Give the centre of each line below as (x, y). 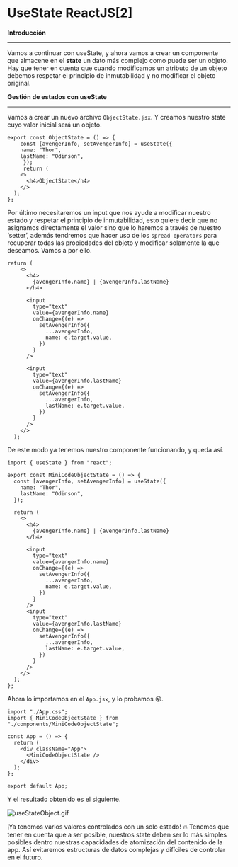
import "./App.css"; (38, 712)
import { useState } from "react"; (60, 463)
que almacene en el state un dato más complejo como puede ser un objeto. (118, 60)
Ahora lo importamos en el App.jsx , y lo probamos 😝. (86, 699)
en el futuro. (25, 857)
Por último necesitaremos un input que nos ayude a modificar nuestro (109, 212)
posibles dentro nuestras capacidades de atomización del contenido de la (115, 842)
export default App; (38, 786)
